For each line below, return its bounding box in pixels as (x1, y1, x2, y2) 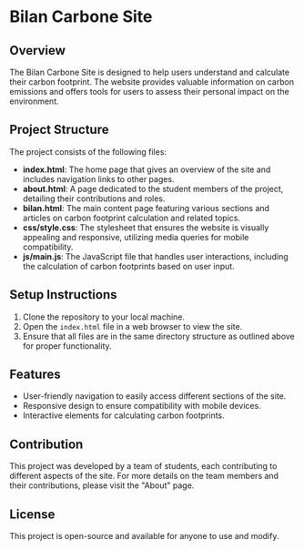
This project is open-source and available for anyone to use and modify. (9, 531, 279, 542)
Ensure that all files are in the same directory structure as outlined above (22, 331, 296, 341)
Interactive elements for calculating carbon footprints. (22, 410, 225, 421)
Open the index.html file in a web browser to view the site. (22, 321, 243, 331)
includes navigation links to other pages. (22, 173, 175, 184)
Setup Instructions (9, 287, 117, 302)
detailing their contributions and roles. (22, 193, 166, 204)
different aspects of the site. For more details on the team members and (9, 471, 279, 482)
